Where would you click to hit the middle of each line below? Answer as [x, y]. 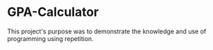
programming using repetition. [50, 38]
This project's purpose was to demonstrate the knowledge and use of [107, 31]
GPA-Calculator [53, 12]
